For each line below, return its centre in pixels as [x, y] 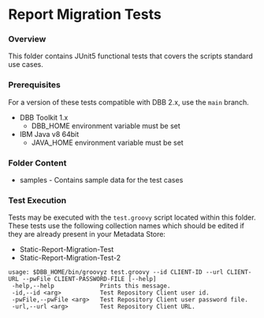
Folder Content [37, 163]
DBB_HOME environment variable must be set [106, 126]
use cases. [26, 65]
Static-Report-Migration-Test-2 [70, 258]
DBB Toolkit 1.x [44, 117]
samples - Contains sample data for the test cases [101, 180]
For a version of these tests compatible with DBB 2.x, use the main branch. [129, 102]
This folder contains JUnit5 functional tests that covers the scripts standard [131, 56]
